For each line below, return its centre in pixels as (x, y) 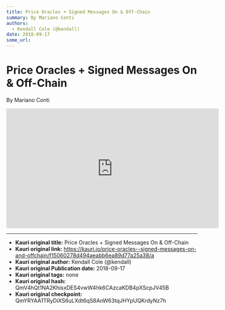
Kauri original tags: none (47, 275)
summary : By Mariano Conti (40, 18)
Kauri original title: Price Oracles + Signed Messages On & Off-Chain (102, 242)
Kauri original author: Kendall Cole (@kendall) (73, 261)
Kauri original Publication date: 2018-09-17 (70, 268)
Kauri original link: (39, 249)
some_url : (19, 40)
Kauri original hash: (40, 281)
